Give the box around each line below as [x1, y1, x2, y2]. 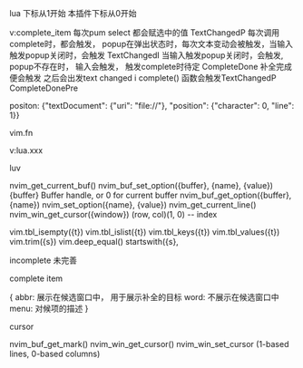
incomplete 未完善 [9, 255, 77, 266]
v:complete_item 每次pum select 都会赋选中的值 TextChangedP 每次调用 [9, 27, 280, 38]
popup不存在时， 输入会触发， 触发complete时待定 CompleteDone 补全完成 [9, 62, 293, 72]
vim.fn [9, 128, 34, 138]
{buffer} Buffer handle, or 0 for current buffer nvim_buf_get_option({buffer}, [9, 189, 292, 200]
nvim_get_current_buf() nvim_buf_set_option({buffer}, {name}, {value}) [9, 180, 274, 190]
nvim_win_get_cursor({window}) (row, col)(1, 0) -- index [9, 209, 218, 219]
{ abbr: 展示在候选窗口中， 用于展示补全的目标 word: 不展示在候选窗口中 [9, 292, 279, 302]
